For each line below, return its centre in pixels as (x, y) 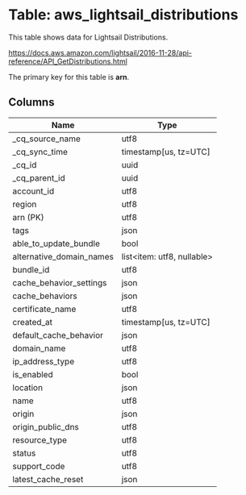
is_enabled (33, 374)
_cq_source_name (46, 139)
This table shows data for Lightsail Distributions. (88, 37)
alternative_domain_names (63, 256)
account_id (33, 191)
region (25, 204)
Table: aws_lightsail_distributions (123, 15)
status (24, 453)
